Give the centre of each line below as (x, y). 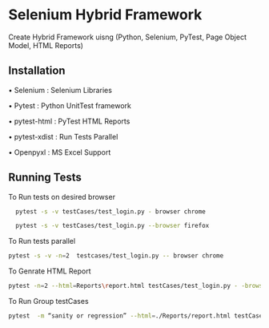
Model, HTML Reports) (46, 45)
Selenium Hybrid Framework (105, 15)
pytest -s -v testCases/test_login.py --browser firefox (112, 226)
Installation (37, 71)
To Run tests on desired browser (62, 196)
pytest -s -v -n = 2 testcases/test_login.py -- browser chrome (116, 256)
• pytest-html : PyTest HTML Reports (69, 121)
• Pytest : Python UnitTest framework (70, 105)
